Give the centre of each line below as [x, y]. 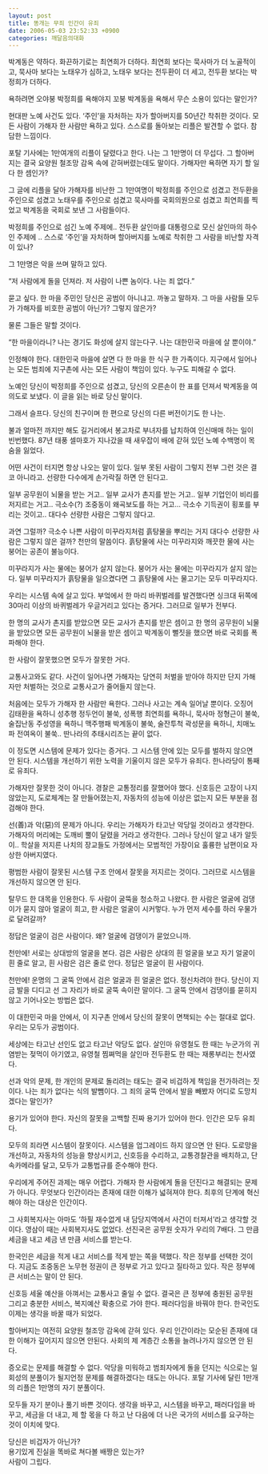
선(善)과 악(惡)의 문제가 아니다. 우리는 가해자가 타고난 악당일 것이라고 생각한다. [131, 825]
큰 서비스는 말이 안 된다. [46, 1277]
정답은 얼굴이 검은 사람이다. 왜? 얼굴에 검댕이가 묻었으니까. [100, 936]
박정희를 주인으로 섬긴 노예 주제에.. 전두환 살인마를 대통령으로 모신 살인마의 [126, 227]
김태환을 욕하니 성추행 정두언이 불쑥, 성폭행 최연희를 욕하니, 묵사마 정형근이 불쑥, [134, 714]
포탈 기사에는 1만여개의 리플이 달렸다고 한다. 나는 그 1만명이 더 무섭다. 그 [121, 153]
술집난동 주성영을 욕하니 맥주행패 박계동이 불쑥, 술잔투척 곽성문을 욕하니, [121, 724]
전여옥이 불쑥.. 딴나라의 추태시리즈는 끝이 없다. [89, 734]
